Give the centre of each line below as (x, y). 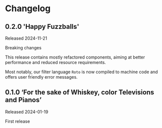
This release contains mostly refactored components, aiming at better (75, 57)
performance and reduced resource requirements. (56, 62)
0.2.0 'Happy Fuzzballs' (42, 27)
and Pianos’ (23, 100)
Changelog (28, 9)
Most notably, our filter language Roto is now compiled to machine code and (81, 72)
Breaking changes (23, 48)
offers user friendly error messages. (41, 77)
